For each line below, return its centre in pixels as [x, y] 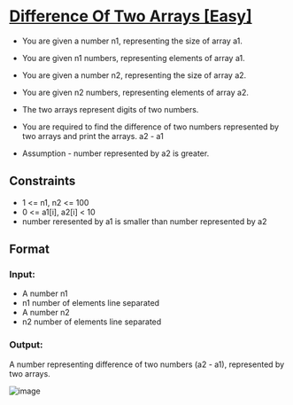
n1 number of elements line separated [91, 303]
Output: [26, 345]
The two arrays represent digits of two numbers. [110, 109]
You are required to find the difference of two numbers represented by [150, 127]
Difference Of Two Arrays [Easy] [131, 16]
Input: [22, 275]
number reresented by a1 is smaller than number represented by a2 [144, 221]
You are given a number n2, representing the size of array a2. [134, 75]
